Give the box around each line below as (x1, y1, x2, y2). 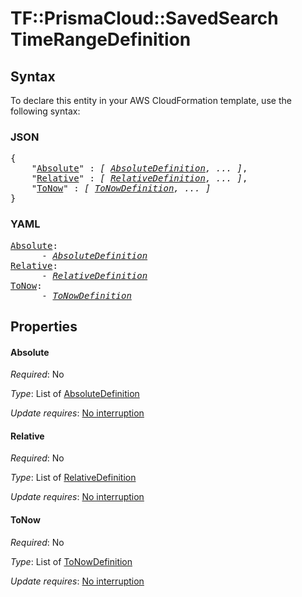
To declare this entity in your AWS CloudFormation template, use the (10, 95, 292, 106)
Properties (10, 318, 78, 335)
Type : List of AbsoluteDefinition (10, 388, 140, 400)
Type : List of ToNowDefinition (10, 555, 133, 567)
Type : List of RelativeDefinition (10, 472, 137, 484)
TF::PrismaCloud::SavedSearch (10, 7, 279, 30)
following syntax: (10, 105, 81, 117)
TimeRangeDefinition (10, 28, 192, 51)
